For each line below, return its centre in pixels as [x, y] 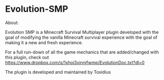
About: [12, 23]
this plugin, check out [27, 57]
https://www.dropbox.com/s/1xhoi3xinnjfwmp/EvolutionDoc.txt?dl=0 [75, 62]
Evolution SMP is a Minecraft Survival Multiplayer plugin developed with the [82, 32]
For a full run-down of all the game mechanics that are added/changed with [82, 52]
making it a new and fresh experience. [44, 42]
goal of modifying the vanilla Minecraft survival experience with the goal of [81, 37]
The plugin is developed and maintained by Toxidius [58, 72]
